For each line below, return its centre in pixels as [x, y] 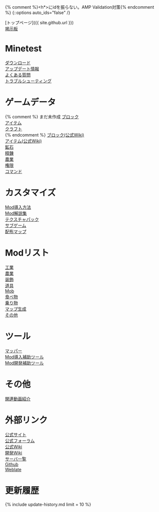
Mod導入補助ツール [24, 357]
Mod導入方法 [18, 207]
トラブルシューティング [28, 81]
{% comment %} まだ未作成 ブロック [42, 117]
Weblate [13, 469]
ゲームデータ [31, 102]
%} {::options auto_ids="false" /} [38, 13]
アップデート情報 [22, 68]
